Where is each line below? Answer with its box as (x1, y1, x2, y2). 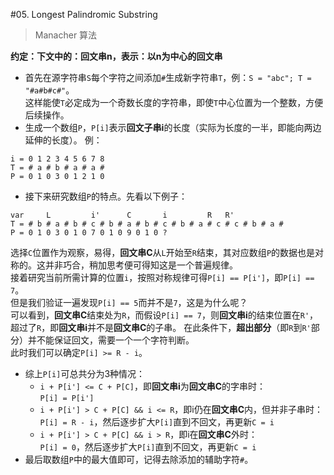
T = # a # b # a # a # (10, 163, 105, 173)
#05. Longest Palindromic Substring (10, 9, 158, 20)
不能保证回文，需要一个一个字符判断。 (36, 334, 195, 346)
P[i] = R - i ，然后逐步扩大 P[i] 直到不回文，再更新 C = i (39, 416, 275, 428)
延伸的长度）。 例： (24, 134, 103, 146)
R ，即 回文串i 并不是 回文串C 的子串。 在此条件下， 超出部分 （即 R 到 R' (36, 322, 312, 333)
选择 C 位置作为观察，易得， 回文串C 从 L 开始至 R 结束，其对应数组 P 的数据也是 (10, 247, 316, 258)
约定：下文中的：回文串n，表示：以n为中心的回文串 (10, 50, 223, 62)
